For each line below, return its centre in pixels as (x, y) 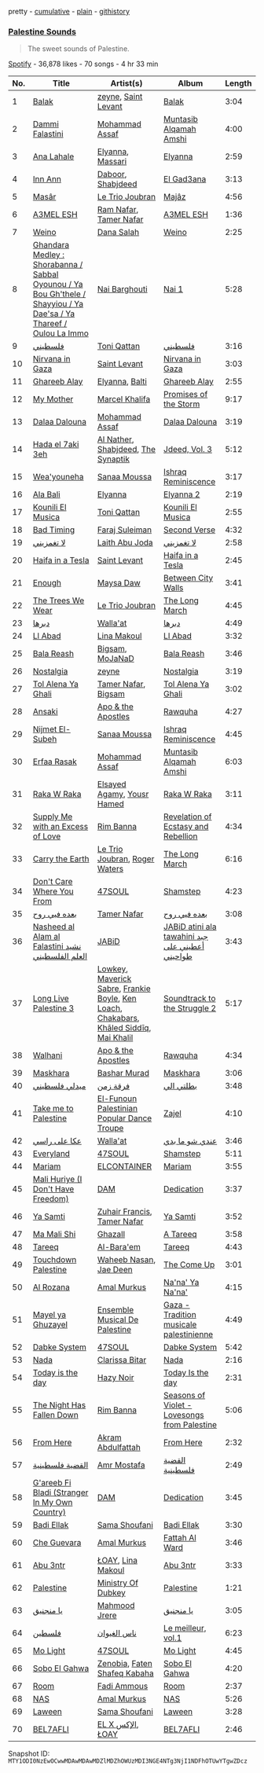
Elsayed (112, 784)
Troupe (110, 1129)
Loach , (110, 1008)
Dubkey (111, 1593)
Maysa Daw (119, 583)
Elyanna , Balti (122, 382)
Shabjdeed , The (126, 450)
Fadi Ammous (123, 1687)
